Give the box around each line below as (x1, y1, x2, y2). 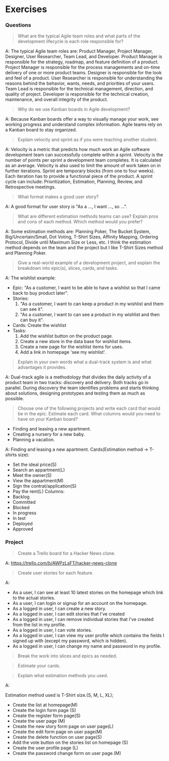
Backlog (12, 494, 30, 500)
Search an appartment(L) (12, 467, 65, 473)
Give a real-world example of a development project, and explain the (17, 260, 160, 266)
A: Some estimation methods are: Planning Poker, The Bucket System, (5, 228, 151, 234)
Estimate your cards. (17, 662, 61, 669)
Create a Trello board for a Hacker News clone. (17, 550, 116, 556)
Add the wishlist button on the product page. (20, 333, 114, 339)
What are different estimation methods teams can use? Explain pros (17, 213, 158, 219)
